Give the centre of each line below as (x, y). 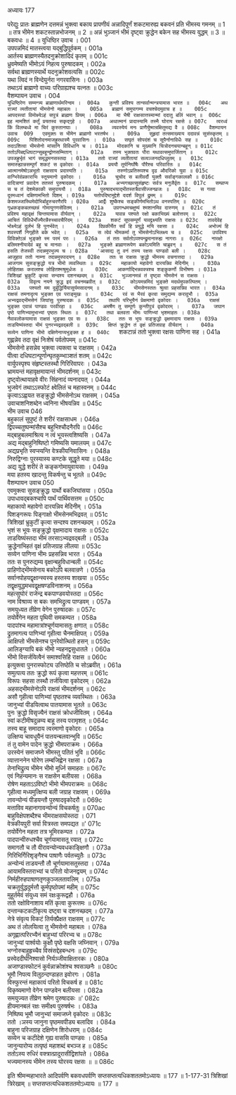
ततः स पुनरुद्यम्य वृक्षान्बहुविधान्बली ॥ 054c (55, 562)
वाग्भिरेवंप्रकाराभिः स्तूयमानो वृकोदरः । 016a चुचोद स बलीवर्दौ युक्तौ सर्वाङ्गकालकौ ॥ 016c (111, 177)
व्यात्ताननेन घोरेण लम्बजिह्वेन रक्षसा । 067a (55, 760)
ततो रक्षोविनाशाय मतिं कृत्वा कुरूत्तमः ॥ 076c (57, 903)
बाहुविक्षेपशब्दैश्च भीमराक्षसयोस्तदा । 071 (52, 816)
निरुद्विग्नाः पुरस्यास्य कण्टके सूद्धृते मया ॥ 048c (60, 459)
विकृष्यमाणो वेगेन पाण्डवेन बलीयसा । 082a (55, 990)
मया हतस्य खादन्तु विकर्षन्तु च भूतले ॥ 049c (57, 475)
